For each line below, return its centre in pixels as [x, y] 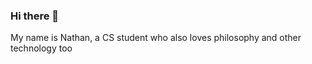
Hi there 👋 [35, 16]
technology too [41, 48]
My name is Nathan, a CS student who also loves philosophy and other [156, 38]
